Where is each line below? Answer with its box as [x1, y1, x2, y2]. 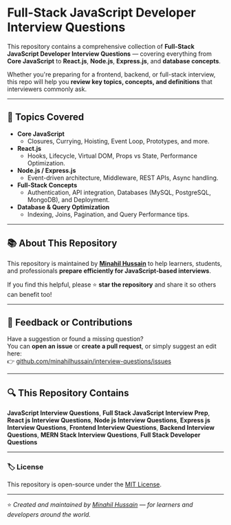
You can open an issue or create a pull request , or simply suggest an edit [7, 342, 217, 351]
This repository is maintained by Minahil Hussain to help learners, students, [7, 259, 222, 267]
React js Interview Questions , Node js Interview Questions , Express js [7, 416, 211, 424]
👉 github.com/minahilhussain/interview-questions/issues [7, 357, 172, 366]
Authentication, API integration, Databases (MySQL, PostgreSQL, [27, 188, 211, 196]
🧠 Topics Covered [7, 112, 85, 123]
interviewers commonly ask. [7, 85, 87, 93]
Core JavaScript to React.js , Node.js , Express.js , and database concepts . [7, 56, 221, 65]
